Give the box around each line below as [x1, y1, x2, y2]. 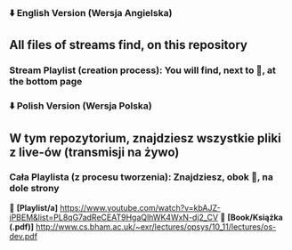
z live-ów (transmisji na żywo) [9, 144, 180, 159]
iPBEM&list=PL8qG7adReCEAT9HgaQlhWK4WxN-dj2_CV [9, 212, 219, 222]
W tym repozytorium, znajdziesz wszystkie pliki [9, 131, 282, 146]
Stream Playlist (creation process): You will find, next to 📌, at [9, 64, 276, 77]
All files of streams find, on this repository [9, 37, 247, 52]
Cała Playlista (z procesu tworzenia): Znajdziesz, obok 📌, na [9, 171, 273, 183]
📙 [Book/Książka [219, 212, 283, 222]
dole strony [9, 182, 60, 195]
